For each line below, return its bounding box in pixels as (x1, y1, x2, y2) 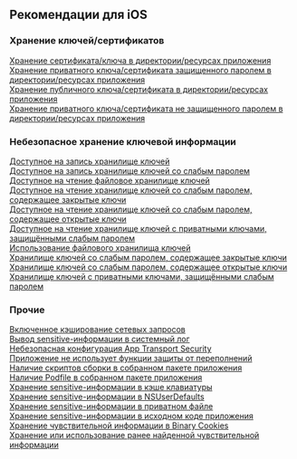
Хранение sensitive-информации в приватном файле (9, 401, 214, 412)
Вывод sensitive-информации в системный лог (9, 334, 190, 345)
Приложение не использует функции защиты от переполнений (9, 353, 253, 364)
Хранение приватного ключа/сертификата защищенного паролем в (9, 64, 272, 75)
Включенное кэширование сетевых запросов (9, 324, 186, 335)
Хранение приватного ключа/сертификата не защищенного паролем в (9, 103, 283, 114)
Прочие (9, 303, 45, 316)
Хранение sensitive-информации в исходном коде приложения (9, 411, 254, 422)
